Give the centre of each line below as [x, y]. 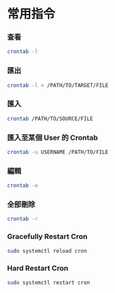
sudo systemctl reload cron [47, 251]
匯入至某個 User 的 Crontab [52, 138]
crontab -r [23, 219]
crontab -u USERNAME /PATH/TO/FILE [58, 152]
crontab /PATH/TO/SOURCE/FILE [50, 118]
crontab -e [23, 186]
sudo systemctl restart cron [49, 282]
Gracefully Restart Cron [47, 237]
